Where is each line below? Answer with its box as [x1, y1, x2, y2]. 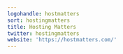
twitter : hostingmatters [7, 29, 80, 37]
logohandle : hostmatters [7, 10, 80, 18]
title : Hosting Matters [7, 23, 77, 30]
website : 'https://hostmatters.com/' [7, 36, 117, 43]
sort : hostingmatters [7, 17, 71, 24]
